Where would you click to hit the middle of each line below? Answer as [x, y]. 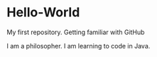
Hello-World [43, 12]
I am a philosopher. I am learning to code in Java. [78, 46]
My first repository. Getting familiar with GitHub [76, 32]
